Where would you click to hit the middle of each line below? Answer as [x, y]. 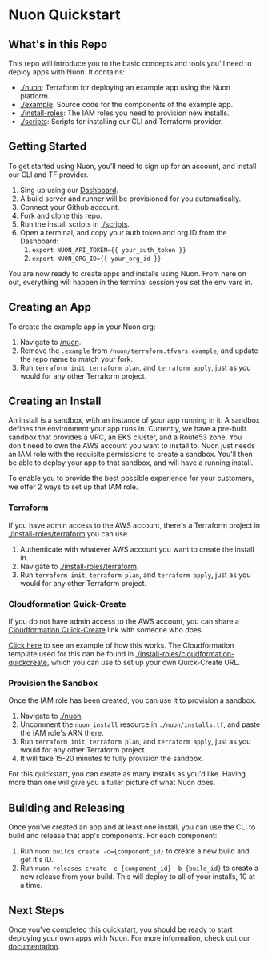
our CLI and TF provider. [48, 175]
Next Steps [36, 910]
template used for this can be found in [71, 654]
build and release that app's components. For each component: [113, 836]
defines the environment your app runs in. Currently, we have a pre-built [127, 429]
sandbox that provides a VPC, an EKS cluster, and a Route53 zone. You [125, 437]
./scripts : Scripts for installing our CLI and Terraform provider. [121, 121]
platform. [35, 96]
